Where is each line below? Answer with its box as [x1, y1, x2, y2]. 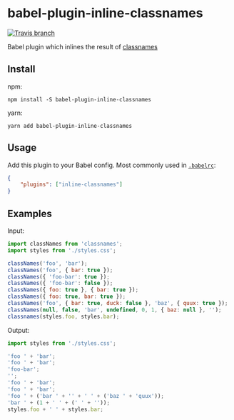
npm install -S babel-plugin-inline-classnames [7, 96, 152, 103]
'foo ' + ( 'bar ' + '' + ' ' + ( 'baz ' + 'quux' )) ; [7, 392, 165, 399]
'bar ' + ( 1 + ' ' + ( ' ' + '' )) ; [7, 399, 111, 406]
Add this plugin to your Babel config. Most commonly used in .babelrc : [7, 161, 216, 169]
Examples [7, 207, 52, 219]
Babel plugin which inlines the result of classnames [7, 42, 158, 51]
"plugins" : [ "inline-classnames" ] [20, 181, 123, 189]
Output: [7, 326, 30, 334]
